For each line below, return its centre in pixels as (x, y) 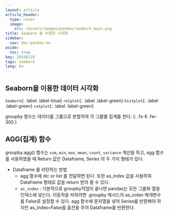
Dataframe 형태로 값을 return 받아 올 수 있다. (65, 182)
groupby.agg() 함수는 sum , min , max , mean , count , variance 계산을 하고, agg (80, 152)
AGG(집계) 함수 (28, 139)
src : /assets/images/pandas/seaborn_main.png (63, 29)
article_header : (22, 15)
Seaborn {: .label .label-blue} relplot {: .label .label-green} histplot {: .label (82, 100)
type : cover (23, 19)
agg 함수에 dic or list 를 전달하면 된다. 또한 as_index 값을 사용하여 (86, 176)
